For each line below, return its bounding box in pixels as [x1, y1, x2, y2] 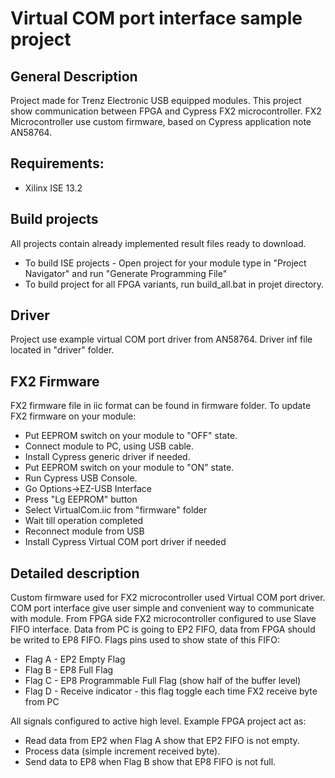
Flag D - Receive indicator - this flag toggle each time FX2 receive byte [24, 685, 318, 697]
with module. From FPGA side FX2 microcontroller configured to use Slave [10, 613, 317, 625]
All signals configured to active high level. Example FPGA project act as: [10, 715, 307, 727]
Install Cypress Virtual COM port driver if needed [24, 536, 227, 548]
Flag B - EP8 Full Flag [24, 664, 114, 676]
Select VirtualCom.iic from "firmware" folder [24, 504, 208, 516]
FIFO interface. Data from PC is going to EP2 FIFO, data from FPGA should [10, 623, 316, 636]
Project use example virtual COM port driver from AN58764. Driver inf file [10, 333, 313, 346]
